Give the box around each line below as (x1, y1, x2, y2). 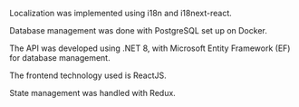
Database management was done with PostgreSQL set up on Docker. (9, 25, 267, 35)
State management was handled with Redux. (9, 88, 177, 98)
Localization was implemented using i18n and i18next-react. (9, 8, 233, 18)
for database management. (9, 53, 111, 63)
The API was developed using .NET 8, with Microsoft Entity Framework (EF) (9, 43, 291, 53)
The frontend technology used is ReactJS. (9, 70, 168, 81)
